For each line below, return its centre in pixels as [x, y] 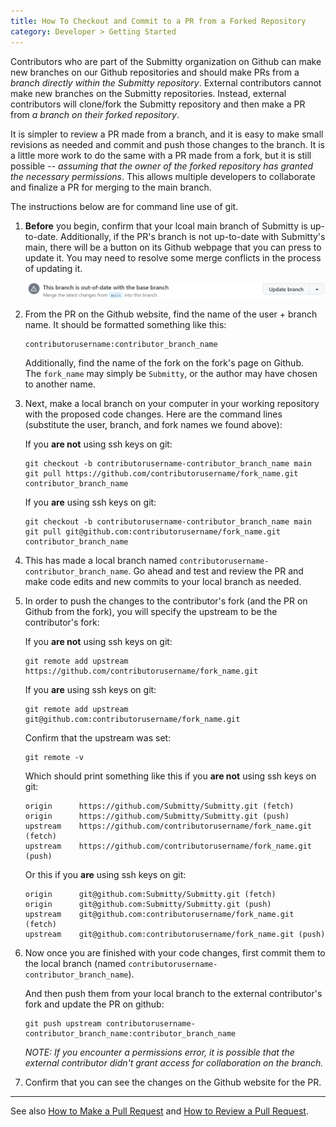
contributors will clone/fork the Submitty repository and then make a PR [158, 104]
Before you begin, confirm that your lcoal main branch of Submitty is [166, 226]
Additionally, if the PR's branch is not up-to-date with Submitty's [193, 236]
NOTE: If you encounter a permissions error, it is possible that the [159, 1052]
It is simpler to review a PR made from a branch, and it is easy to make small [167, 134]
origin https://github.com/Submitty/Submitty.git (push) [157, 816]
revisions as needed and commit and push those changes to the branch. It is [168, 144]
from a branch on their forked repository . [95, 114]
